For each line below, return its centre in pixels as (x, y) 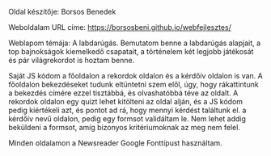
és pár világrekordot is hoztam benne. (72, 60)
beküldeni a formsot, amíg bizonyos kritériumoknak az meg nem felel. (125, 127)
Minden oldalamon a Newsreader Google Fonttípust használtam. (115, 143)
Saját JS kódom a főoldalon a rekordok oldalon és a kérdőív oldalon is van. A (135, 76)
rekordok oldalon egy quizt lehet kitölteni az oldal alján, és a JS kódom (126, 101)
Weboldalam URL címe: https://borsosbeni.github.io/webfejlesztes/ (120, 27)
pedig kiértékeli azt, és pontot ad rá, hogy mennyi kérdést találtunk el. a (127, 110)
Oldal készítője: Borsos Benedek (62, 12)
